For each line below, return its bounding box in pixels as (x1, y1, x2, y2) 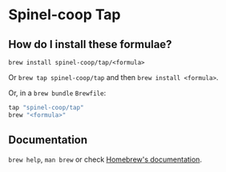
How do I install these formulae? (8, 38, 172, 51)
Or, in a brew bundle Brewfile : (8, 88, 107, 98)
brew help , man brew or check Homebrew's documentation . (8, 154, 203, 164)
